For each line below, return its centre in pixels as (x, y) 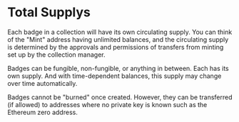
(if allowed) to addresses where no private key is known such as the (107, 104)
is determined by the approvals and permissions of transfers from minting (116, 47)
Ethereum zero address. (43, 112)
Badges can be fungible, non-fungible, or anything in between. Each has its (118, 68)
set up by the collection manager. (56, 55)
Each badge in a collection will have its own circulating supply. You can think (120, 32)
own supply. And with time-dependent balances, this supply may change (115, 76)
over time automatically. (42, 83)
